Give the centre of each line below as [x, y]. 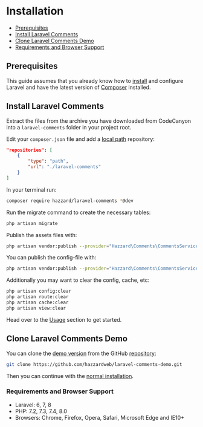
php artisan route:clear [37, 297]
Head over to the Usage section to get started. [64, 319]
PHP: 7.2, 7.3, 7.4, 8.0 [41, 411]
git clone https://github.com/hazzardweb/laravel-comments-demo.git [94, 364]
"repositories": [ [29, 150]
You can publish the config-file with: [51, 258]
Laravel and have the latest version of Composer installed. [79, 87]
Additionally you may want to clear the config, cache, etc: [78, 280]
